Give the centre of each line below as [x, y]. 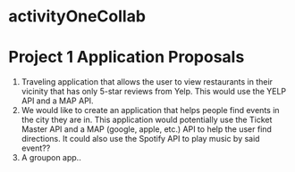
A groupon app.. [51, 158]
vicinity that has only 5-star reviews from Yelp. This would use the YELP [154, 92]
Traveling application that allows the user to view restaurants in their [147, 82]
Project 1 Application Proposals [126, 57]
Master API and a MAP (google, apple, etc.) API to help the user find [146, 129]
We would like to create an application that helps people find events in [150, 111]
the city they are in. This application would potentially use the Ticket [147, 120]
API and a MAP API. [58, 101]
